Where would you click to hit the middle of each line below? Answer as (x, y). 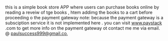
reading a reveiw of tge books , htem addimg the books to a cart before (79, 12)
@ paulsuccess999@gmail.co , (37, 33)
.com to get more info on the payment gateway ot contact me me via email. (83, 28)
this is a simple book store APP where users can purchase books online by (82, 7)
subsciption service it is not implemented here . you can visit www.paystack (83, 23)
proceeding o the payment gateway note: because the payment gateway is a (84, 18)
